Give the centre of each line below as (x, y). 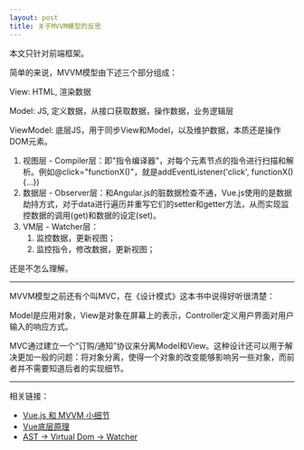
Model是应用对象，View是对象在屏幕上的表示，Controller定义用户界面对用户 (152, 315)
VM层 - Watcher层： (61, 226)
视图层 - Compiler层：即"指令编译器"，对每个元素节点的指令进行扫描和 (154, 160)
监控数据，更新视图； (76, 238)
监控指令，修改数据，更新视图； (95, 248)
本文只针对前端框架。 (49, 53)
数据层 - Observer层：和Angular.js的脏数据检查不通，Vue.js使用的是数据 (157, 192)
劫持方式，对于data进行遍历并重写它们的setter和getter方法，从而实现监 (156, 203)
